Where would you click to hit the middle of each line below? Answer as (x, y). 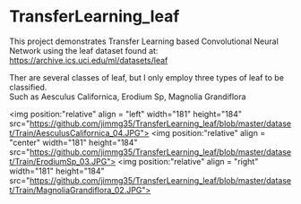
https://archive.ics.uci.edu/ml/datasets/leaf (89, 60)
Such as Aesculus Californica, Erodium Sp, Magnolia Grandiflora (128, 97)
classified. (28, 87)
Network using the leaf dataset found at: (84, 50)
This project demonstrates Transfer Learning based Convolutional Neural (144, 41)
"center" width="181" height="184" (73, 142)
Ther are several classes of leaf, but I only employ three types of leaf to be (147, 77)
